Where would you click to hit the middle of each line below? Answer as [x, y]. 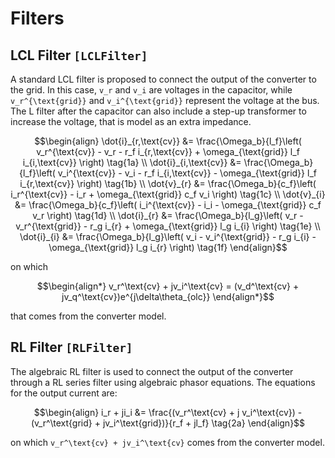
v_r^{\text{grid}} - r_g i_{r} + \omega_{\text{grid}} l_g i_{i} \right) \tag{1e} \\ [168, 226]
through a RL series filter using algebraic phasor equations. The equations [163, 382]
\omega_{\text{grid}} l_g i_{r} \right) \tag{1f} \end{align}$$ [168, 247]
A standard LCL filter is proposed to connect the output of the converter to [163, 79]
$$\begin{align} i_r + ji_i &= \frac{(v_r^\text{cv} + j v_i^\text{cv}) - [168, 412]
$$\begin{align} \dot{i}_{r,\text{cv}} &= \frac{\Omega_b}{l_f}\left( [168, 141]
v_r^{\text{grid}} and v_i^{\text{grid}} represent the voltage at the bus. [165, 100]
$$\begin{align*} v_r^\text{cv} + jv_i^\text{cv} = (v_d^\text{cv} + [168, 286]
